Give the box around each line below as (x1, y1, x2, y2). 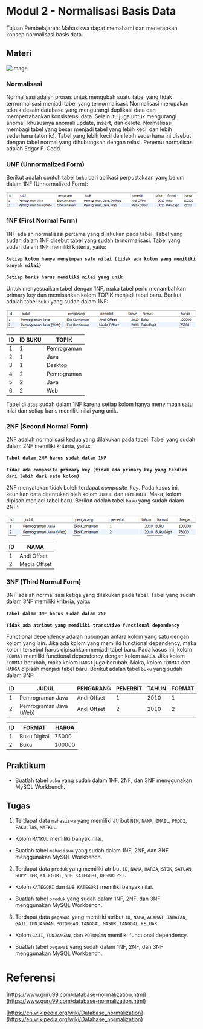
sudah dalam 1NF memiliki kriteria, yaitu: (6, 243, 107, 250)
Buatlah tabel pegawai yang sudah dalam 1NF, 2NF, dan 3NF (14, 943, 164, 950)
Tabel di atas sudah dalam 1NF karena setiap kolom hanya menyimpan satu (6, 400, 193, 408)
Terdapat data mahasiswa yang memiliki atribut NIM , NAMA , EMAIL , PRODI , (14, 817, 187, 824)
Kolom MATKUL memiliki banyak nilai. (14, 835, 104, 842)
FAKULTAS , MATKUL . (14, 823, 59, 831)
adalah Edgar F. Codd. (6, 145, 62, 152)
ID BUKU (19, 336, 42, 343)
